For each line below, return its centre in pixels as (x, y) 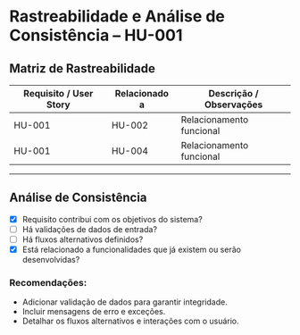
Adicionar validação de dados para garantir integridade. (125, 302)
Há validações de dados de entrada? (90, 229)
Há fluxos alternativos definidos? (83, 239)
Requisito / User (58, 93)
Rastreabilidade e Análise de (117, 17)
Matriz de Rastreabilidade (83, 68)
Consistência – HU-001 (96, 35)
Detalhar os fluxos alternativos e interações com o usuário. (130, 321)
